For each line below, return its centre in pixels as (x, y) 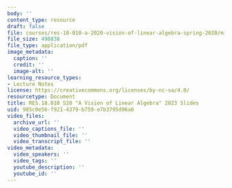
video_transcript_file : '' (52, 142)
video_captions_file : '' (49, 129)
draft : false (26, 26)
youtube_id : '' (35, 174)
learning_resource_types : (44, 77)
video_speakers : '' (41, 155)
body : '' (20, 13)
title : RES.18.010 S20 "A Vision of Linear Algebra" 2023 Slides (103, 103)
